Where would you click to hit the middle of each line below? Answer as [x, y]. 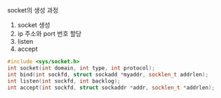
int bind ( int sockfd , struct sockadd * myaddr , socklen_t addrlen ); [108, 74]
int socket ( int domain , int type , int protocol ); [81, 68]
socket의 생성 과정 [33, 10]
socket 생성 [34, 25]
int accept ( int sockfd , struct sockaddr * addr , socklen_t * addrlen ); [111, 88]
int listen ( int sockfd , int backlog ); [64, 81]
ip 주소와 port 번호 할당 [49, 34]
